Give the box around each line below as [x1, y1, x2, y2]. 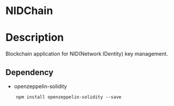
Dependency [5, 67, 53, 77]
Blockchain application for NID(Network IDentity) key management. [5, 50, 168, 57]
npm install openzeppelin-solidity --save [16, 94, 122, 100]
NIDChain [5, 4, 53, 18]
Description [5, 31, 64, 45]
